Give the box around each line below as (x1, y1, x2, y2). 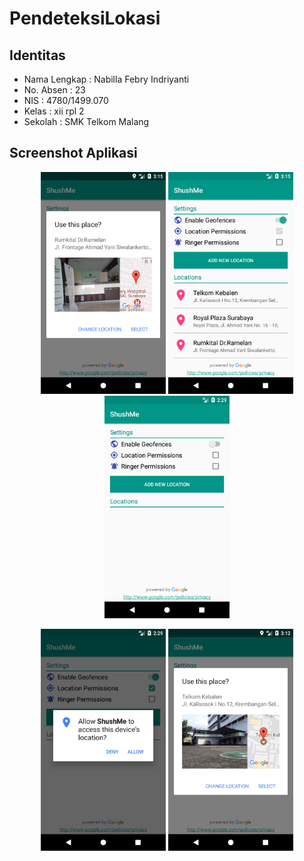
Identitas (9, 47, 66, 64)
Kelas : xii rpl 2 (23, 105, 85, 117)
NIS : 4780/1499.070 (23, 95, 109, 106)
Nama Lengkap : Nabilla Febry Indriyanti (23, 73, 190, 85)
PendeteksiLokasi (9, 7, 161, 30)
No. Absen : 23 (23, 84, 86, 96)
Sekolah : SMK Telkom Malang (23, 116, 150, 127)
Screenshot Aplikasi (9, 145, 138, 162)
